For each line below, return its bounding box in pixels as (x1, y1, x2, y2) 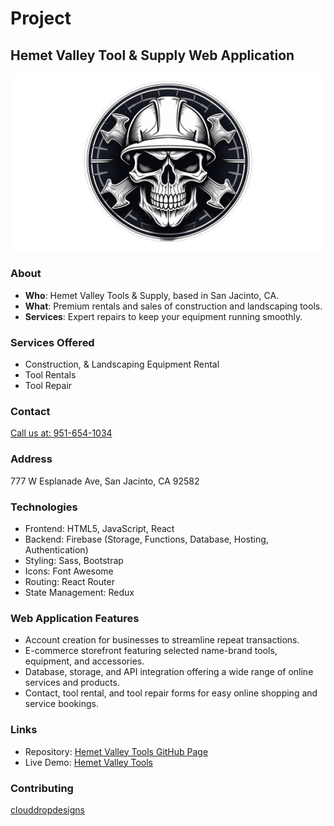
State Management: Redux (24, 586, 135, 598)
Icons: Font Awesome (24, 565, 114, 577)
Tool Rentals (24, 369, 77, 381)
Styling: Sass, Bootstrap (24, 554, 124, 566)
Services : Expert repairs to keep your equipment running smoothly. (24, 310, 303, 322)
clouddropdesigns (10, 803, 85, 816)
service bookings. (24, 698, 99, 710)
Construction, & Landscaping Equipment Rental (24, 358, 220, 371)
